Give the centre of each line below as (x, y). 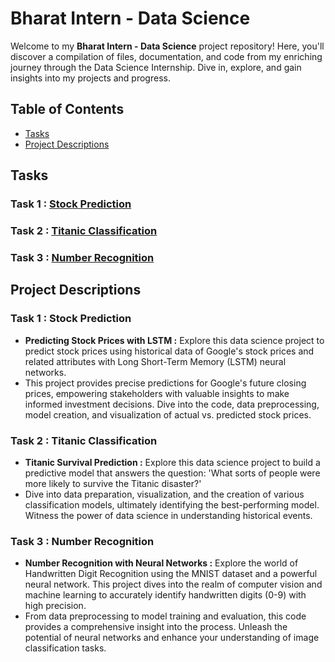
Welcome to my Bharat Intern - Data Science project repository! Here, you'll (167, 46)
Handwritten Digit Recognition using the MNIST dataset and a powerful (171, 574)
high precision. (55, 606)
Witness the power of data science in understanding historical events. (168, 515)
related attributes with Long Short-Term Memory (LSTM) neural (155, 361)
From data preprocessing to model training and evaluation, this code (165, 616)
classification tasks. (65, 648)
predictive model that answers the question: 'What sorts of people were (172, 473)
